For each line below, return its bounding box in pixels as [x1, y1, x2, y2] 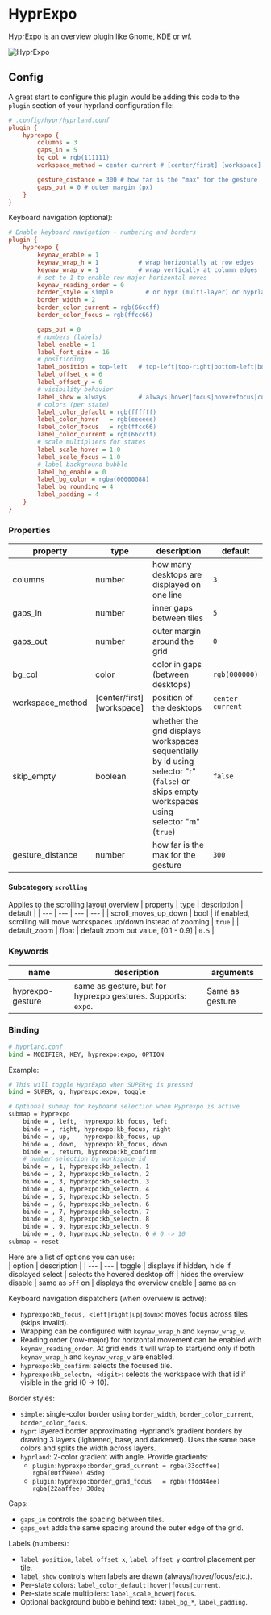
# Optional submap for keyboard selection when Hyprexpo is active [8, 1103, 240, 1111]
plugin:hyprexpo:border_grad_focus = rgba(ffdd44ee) [31, 1477, 220, 1485]
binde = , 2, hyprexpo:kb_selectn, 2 [23, 1171, 150, 1179]
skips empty [152, 786, 199, 797]
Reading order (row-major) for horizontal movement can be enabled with [19, 1334, 262, 1344]
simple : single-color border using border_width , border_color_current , [19, 1408, 254, 1418]
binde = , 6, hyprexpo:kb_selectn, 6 [23, 1200, 150, 1208]
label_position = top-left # [37, 363, 143, 371]
